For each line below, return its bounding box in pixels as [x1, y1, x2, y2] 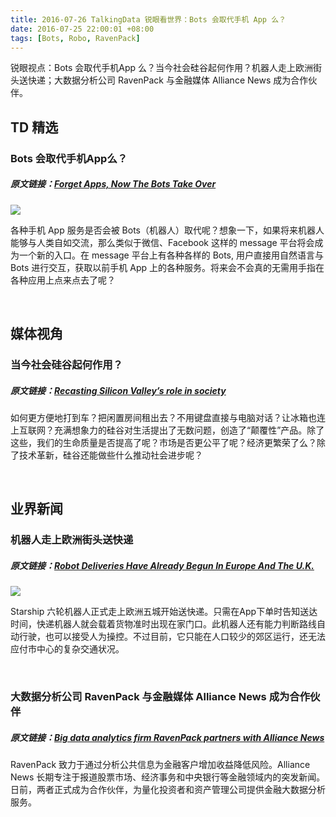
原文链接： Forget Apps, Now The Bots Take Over [10, 178, 217, 190]
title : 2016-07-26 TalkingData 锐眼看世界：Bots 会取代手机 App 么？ [10, 14, 287, 25]
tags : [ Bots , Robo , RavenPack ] [10, 33, 141, 43]
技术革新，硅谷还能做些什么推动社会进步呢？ [18, 449, 203, 461]
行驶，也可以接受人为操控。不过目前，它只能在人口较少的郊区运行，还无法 [18, 631, 326, 643]
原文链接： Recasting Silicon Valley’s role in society [10, 384, 227, 396]
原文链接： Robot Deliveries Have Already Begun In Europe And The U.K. [10, 559, 315, 571]
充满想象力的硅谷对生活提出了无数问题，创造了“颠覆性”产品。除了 [53, 424, 325, 436]
